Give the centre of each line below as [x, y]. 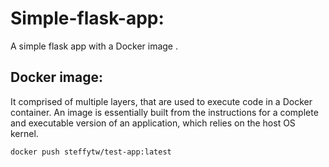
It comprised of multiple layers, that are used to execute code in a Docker [161, 101]
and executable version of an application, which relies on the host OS [153, 123]
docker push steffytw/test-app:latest [91, 152]
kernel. [24, 133]
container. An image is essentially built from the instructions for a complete [164, 112]
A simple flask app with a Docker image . [94, 46]
